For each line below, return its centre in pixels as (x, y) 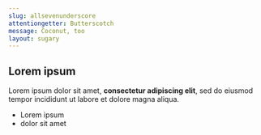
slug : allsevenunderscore (52, 16)
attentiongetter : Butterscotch (61, 23)
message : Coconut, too (47, 31)
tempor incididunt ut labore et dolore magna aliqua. (94, 99)
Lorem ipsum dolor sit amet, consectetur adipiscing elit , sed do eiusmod (131, 91)
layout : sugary (34, 38)
